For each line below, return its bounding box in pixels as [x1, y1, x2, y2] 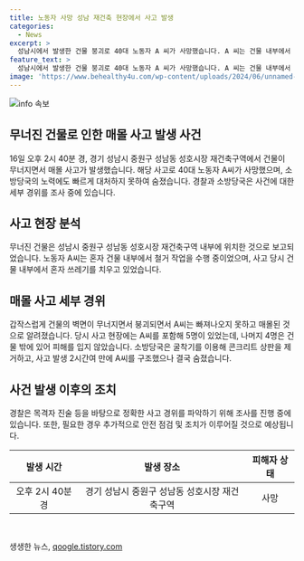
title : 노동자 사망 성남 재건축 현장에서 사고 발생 [9, 13, 174, 23]
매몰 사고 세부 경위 [9, 293, 106, 309]
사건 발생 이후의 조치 [9, 382, 117, 397]
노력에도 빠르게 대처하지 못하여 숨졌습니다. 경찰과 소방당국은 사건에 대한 [40, 176, 295, 186]
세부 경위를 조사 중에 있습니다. [9, 186, 116, 197]
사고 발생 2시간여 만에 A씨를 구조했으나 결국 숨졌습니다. [35, 353, 233, 364]
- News [17, 30, 43, 39]
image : [9, 72, 34, 81]
